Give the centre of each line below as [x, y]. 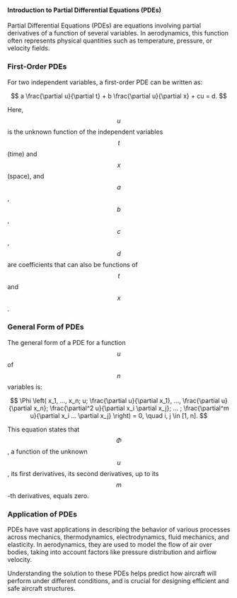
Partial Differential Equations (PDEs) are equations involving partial [104, 26]
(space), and [26, 176]
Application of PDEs [42, 514]
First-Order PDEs [37, 67]
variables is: [25, 387]
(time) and [22, 154]
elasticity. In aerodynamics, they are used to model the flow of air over [110, 545]
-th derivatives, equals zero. [48, 495]
